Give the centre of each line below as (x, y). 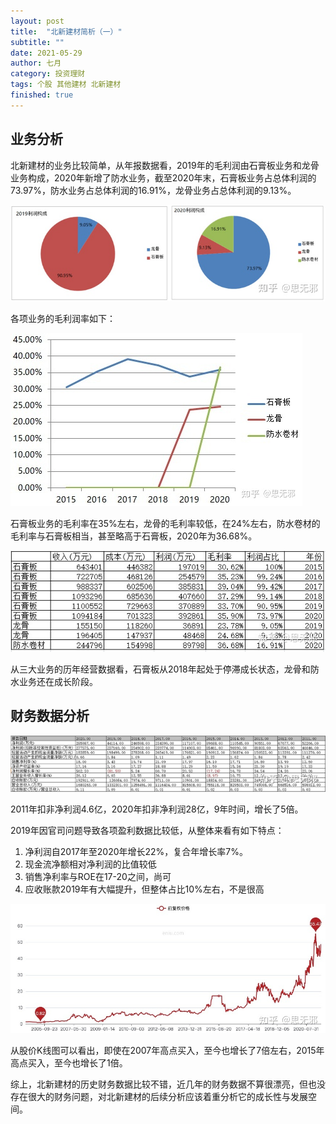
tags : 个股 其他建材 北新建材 (66, 85)
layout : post (37, 21)
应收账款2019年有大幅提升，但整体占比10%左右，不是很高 (144, 889)
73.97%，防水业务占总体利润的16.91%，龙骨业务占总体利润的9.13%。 (153, 190)
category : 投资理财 (48, 74)
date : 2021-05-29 (46, 53)
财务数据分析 (50, 716)
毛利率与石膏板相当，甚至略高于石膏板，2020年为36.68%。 (134, 536)
